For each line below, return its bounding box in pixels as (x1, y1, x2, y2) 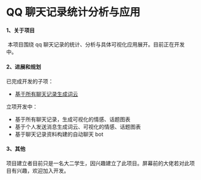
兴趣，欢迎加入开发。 (16, 167, 69, 174)
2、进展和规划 (6, 63, 41, 70)
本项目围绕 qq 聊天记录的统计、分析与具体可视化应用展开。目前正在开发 (7, 41, 185, 48)
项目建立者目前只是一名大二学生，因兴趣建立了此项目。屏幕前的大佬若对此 (6, 159, 190, 167)
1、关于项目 (6, 26, 35, 33)
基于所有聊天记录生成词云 (14, 90, 78, 97)
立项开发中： (6, 103, 38, 110)
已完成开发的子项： (6, 77, 54, 85)
